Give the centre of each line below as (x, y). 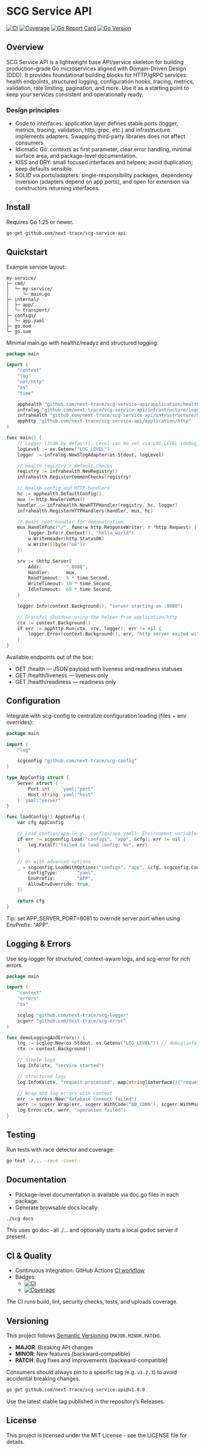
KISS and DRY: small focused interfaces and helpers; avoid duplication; (104, 162)
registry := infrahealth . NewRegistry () (68, 471)
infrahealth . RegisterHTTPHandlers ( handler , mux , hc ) (85, 511)
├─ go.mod (19, 326)
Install (18, 208)
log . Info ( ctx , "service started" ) (61, 1066)
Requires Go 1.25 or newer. (40, 222)
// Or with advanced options (54, 862)
